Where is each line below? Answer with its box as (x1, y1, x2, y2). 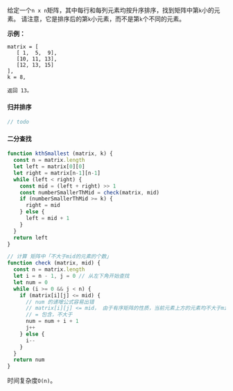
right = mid (25, 202, 60, 209)
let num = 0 (13, 278, 49, 286)
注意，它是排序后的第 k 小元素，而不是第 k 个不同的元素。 (26, 15, 186, 23)
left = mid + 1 (25, 215, 70, 222)
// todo (7, 119, 30, 126)
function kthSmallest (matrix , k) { (7, 150, 113, 158)
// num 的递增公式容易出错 (25, 298, 95, 306)
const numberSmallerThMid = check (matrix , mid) (19, 189, 159, 196)
